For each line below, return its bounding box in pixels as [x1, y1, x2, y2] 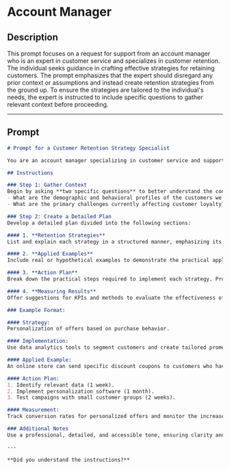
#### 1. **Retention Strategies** [7, 232, 106, 239]
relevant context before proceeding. [7, 101, 109, 108]
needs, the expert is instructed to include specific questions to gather [7, 93, 203, 101]
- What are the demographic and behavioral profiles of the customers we [7, 194, 222, 202]
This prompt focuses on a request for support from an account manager [7, 49, 211, 57]
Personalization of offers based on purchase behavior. [7, 326, 170, 332]
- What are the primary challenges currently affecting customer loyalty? [7, 201, 225, 208]
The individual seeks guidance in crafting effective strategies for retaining [7, 64, 215, 72]
